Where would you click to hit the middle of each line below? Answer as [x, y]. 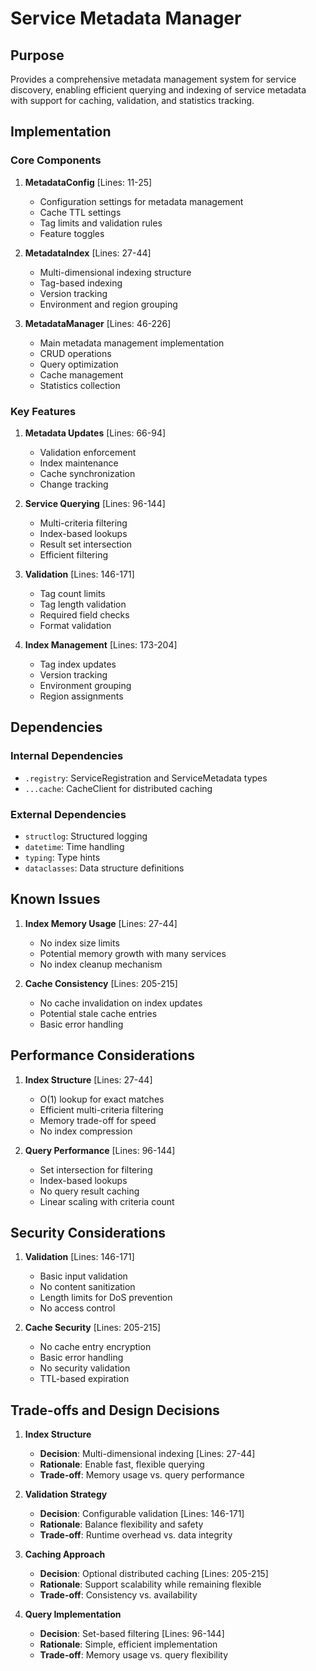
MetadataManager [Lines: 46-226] [98, 323]
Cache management [81, 374]
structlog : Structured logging [86, 836]
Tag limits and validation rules [101, 223]
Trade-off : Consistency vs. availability [118, 1595]
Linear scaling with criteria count [107, 1201]
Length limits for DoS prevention [106, 1298]
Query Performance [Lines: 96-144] [100, 1150]
